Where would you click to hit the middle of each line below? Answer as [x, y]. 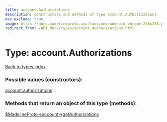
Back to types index [25, 67]
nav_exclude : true [24, 19]
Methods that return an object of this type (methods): [71, 104]
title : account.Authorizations [38, 10]
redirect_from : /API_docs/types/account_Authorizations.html [70, 28]
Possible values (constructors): [44, 79]
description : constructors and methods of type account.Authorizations [81, 14]
